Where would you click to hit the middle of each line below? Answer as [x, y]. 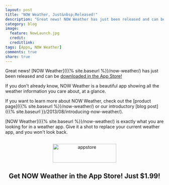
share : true [18, 57]
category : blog [21, 24]
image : [12, 29]
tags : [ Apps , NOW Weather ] [33, 47]
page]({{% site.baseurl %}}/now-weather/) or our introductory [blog [76, 107]
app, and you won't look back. [36, 132]
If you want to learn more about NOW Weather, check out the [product [78, 101]
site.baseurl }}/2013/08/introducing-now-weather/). [69, 112]
